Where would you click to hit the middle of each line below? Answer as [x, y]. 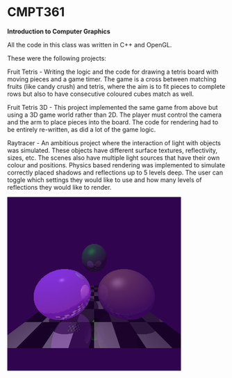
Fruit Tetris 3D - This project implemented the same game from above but [113, 107]
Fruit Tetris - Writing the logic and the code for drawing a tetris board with [113, 72]
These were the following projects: [57, 58]
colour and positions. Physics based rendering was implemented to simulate [116, 165]
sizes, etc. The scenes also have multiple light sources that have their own [114, 158]
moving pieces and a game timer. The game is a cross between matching [112, 79]
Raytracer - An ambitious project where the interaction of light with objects [114, 142]
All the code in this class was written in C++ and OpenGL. [90, 44]
